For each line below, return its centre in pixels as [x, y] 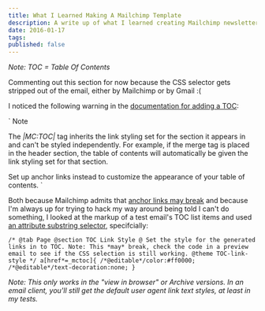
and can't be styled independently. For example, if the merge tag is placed [129, 145]
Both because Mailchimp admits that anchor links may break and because [128, 201]
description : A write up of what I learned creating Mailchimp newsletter [134, 23]
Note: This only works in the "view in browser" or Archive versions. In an [126, 282]
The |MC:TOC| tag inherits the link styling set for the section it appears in [127, 137]
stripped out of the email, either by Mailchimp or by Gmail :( [105, 91]
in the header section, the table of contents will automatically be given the [128, 154]
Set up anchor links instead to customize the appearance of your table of [127, 177]
